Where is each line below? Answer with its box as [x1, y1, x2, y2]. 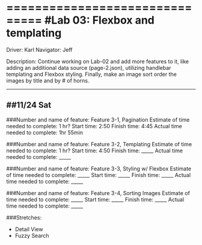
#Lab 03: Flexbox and [44, 13, 155, 27]
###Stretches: [6, 214, 42, 221]
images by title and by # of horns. [6, 76, 90, 84]
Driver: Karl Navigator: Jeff [6, 46, 73, 53]
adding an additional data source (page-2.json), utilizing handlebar [6, 64, 171, 71]
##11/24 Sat [6, 100, 52, 110]
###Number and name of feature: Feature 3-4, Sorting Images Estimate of [6, 189, 191, 196]
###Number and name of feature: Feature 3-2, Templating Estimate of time [6, 140, 192, 147]
